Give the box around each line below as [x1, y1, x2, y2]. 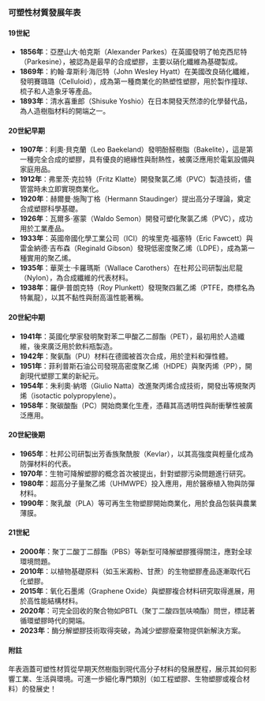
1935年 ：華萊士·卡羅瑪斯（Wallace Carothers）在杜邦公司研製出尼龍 [19, 263, 243, 273]
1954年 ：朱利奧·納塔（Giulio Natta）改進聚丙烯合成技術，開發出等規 [19, 380, 242, 390]
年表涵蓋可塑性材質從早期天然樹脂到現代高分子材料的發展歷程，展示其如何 [8, 665, 250, 674]
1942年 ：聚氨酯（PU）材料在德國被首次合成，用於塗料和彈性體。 [19, 351, 233, 361]
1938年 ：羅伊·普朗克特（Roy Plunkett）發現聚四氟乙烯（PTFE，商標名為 [19, 283, 256, 293]
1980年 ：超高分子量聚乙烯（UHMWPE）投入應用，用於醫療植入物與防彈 [19, 478, 256, 488]
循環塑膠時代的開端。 [19, 616, 89, 625]
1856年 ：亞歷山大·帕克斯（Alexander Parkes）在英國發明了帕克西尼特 [19, 47, 248, 57]
